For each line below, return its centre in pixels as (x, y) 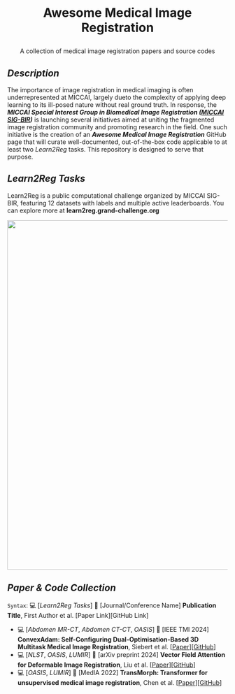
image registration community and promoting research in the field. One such (117, 127)
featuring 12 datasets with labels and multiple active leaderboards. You (122, 203)
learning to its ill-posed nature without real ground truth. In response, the (112, 105)
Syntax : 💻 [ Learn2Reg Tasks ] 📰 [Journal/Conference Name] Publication (112, 605)
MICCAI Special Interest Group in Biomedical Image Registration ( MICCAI (116, 112)
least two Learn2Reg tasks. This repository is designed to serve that (106, 149)
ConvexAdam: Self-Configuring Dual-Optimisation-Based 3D (108, 639)
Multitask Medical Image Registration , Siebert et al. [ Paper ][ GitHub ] (116, 646)
